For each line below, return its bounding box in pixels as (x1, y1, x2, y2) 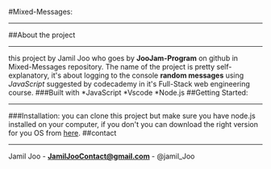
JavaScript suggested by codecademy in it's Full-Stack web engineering (8, 79, 250, 88)
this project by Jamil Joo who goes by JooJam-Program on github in (8, 53, 239, 63)
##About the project (8, 30, 76, 40)
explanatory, (8, 70, 50, 80)
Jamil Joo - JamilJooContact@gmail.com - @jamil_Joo (8, 151, 195, 161)
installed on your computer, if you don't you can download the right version (8, 120, 258, 129)
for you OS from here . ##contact (8, 129, 117, 137)
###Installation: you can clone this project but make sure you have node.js (8, 111, 256, 120)
